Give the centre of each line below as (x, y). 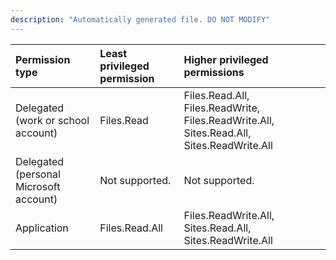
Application (42, 228)
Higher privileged (226, 59)
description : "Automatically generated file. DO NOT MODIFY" (140, 19)
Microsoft (38, 186)
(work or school (52, 120)
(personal (38, 174)
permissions (214, 72)
